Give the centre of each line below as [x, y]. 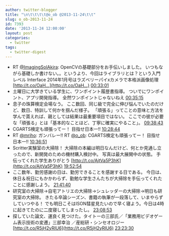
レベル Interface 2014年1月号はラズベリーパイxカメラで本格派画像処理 [86, 80]
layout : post [19, 33]
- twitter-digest [28, 52]
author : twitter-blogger [31, 10]
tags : [11, 47]
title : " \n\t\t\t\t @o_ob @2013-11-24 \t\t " [50, 15]
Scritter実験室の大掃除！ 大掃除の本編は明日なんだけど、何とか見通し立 [87, 148]
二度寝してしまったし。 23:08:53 [78, 210]
